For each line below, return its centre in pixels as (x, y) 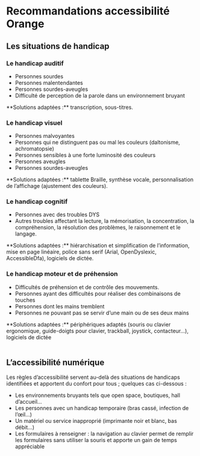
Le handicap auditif (35, 63)
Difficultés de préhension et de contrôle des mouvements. (87, 287)
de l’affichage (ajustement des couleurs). (57, 186)
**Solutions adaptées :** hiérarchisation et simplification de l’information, (98, 246)
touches (25, 300)
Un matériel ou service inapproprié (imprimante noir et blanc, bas (96, 420)
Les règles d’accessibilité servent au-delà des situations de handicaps (93, 377)
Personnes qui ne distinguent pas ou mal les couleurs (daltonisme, (98, 142)
